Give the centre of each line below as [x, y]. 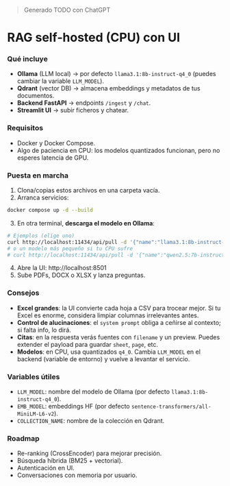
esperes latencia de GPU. [53, 158]
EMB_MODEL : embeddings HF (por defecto [73, 406]
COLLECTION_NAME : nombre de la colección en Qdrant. [91, 421]
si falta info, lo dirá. [44, 330]
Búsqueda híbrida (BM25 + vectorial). [70, 461]
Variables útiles [34, 376]
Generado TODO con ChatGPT [67, 10]
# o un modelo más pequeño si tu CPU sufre [70, 248]
